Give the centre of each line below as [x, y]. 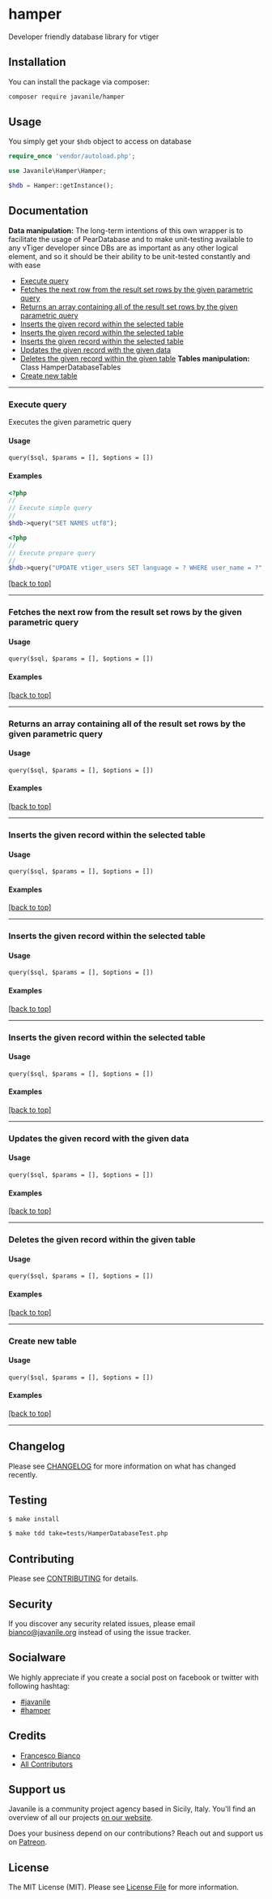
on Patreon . [28, 1842]
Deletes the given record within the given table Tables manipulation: [135, 358]
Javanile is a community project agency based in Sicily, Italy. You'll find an [132, 1809]
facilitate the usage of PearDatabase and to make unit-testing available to [131, 239]
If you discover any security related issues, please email [102, 1623]
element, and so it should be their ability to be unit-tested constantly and [130, 256]
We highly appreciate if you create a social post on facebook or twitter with [134, 1677]
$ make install [34, 1519]
